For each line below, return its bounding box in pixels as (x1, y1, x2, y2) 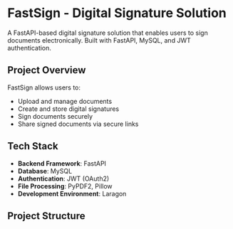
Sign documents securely (17, 112, 93, 120)
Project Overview (7, 64, 86, 76)
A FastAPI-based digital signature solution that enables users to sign (7, 28, 208, 37)
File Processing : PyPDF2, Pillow (17, 181, 113, 190)
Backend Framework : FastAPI (17, 159, 107, 168)
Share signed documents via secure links (17, 119, 139, 128)
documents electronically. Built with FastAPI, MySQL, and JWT (7, 36, 191, 44)
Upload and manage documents (17, 97, 113, 105)
